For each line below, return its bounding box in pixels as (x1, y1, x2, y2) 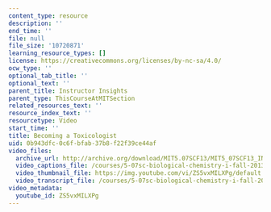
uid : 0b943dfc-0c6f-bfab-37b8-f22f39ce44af (8, 139, 157, 148)
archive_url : (15, 154, 60, 162)
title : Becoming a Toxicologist (8, 131, 117, 139)
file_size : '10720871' (8, 42, 85, 50)
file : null (8, 34, 45, 43)
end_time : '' (8, 27, 52, 35)
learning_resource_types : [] (8, 49, 106, 57)
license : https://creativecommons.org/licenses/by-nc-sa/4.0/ (8, 57, 222, 65)
